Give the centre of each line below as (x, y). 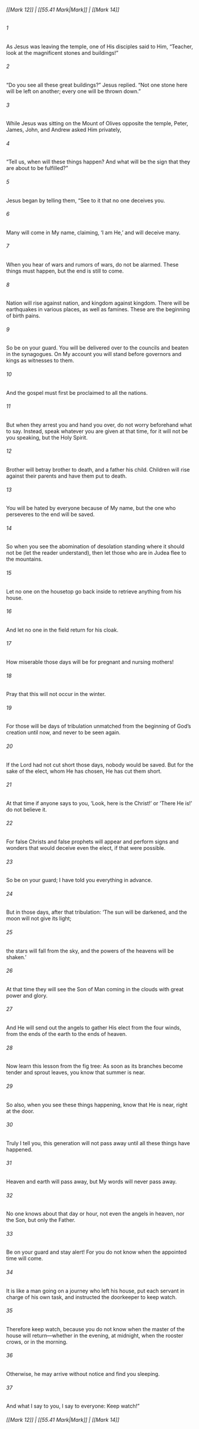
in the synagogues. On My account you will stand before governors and (94, 354)
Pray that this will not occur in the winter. (56, 694)
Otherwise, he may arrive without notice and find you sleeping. (83, 1374)
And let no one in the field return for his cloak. (62, 630)
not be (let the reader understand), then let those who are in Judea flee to (96, 553)
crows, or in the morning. (37, 1342)
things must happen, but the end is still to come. (65, 271)
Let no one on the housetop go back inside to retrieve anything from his (94, 591)
